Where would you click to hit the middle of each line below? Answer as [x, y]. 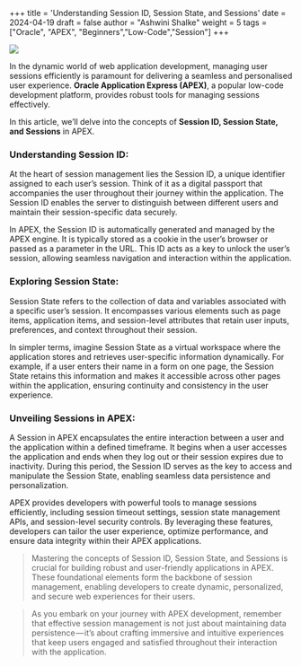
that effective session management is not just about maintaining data [159, 623]
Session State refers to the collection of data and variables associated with [148, 301]
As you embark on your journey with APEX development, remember [156, 613]
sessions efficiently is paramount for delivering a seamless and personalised [151, 76]
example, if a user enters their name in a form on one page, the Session [142, 366]
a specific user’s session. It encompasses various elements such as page [145, 311]
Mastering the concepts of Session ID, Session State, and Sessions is [159, 558]
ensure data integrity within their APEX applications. [106, 540]
